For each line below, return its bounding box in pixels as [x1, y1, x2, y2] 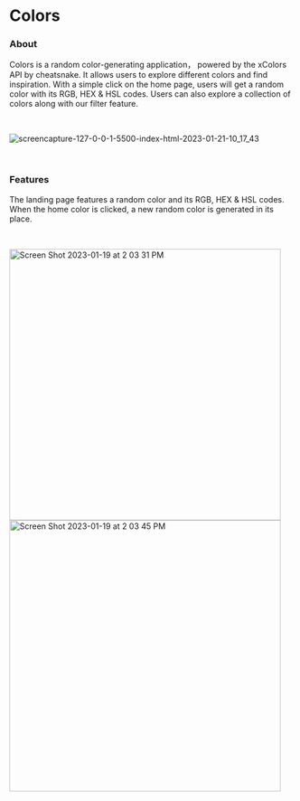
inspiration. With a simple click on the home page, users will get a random [9, 79, 285, 90]
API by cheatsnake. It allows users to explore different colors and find [9, 70, 268, 80]
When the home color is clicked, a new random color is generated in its [9, 203, 274, 214]
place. [9, 213, 33, 224]
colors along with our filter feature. [9, 99, 138, 109]
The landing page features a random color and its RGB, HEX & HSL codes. [9, 193, 285, 204]
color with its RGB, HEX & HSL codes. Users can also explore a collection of [9, 89, 291, 99]
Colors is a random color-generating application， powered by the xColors [9, 60, 287, 71]
